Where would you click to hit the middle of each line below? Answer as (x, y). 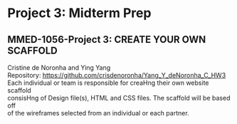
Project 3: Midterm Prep (79, 13)
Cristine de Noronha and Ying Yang (59, 68)
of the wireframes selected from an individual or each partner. (99, 113)
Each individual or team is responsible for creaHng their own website (108, 83)
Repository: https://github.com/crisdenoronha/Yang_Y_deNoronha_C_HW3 (117, 75)
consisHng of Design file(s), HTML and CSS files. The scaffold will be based (119, 98)
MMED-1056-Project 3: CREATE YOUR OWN (107, 40)
